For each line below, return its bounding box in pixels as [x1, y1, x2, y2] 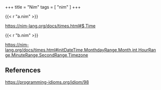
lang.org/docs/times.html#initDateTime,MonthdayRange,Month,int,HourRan [5, 47, 157, 53]
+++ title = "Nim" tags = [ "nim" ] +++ [5, 4, 81, 10]
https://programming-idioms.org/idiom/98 [5, 79, 89, 85]
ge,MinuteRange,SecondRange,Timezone [5, 52, 89, 58]
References [5, 66, 41, 74]
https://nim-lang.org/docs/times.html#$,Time [5, 23, 96, 29]
